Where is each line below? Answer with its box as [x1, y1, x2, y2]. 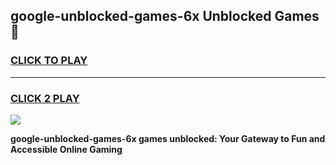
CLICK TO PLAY [10, 54, 88, 68]
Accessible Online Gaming [10, 143, 123, 155]
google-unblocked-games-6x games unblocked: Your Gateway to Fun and [10, 132, 326, 144]
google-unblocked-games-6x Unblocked [10, 8, 272, 25]
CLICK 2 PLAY [10, 91, 80, 105]
